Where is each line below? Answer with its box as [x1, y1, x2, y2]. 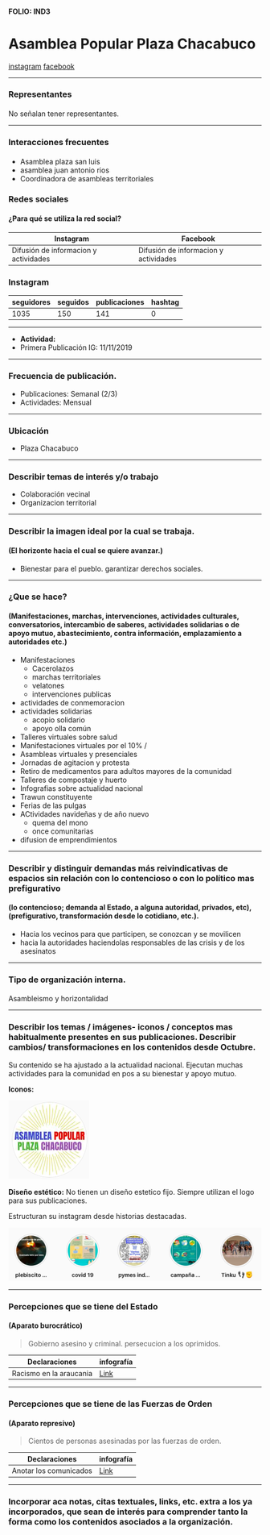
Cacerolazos [31, 664, 74, 673]
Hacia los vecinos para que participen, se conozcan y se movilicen [19, 929, 241, 938]
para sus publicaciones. [8, 1196, 88, 1205]
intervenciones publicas [31, 689, 112, 699]
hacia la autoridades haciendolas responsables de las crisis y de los [19, 938, 245, 947]
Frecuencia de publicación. [8, 371, 117, 382]
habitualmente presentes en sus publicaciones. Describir [8, 1032, 236, 1043]
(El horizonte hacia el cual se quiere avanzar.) [8, 545, 163, 555]
